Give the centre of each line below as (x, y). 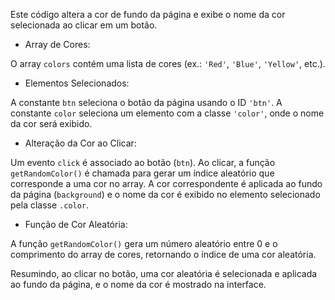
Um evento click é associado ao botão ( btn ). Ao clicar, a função (143, 162)
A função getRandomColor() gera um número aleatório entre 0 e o (144, 243)
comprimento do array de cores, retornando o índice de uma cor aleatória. (163, 254)
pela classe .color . (50, 205)
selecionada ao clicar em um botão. (84, 25)
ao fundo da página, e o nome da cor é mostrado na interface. (138, 284)
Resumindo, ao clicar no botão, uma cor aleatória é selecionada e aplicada (164, 273)
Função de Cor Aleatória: (76, 224)
